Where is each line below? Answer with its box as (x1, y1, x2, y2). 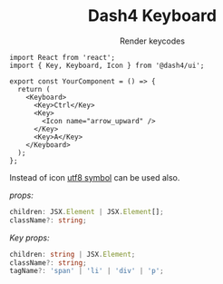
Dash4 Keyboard (87, 5, 218, 26)
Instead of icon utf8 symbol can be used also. (9, 171, 180, 182)
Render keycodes (119, 35, 186, 46)
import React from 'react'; (9, 53, 116, 62)
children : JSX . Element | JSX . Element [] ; (9, 207, 165, 216)
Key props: (9, 232, 50, 243)
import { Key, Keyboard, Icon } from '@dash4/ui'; (9, 61, 205, 70)
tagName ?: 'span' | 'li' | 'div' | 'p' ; (9, 267, 165, 276)
